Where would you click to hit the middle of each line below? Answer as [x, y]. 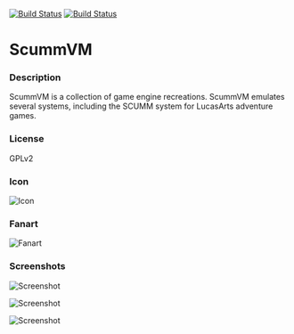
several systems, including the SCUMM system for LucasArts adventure [141, 106]
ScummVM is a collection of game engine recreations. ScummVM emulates [147, 97]
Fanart [24, 224]
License [27, 139]
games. [23, 116]
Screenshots [37, 266]
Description [35, 77]
